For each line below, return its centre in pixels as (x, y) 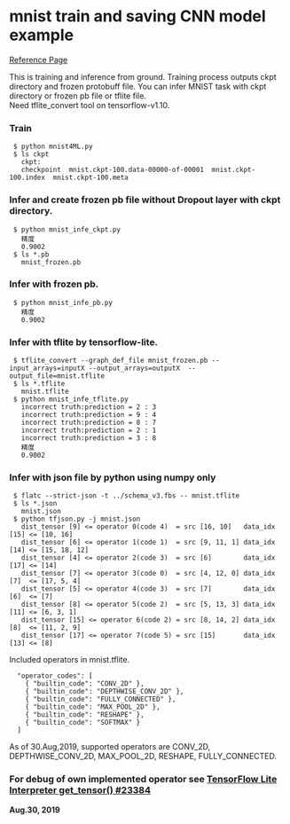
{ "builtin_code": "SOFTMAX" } (83, 723)
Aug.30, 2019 (35, 810)
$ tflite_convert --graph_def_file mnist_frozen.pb (110, 361)
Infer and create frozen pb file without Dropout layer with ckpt (145, 200)
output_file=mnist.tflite (57, 376)
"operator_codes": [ (55, 676)
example (42, 35)
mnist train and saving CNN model (137, 16)
